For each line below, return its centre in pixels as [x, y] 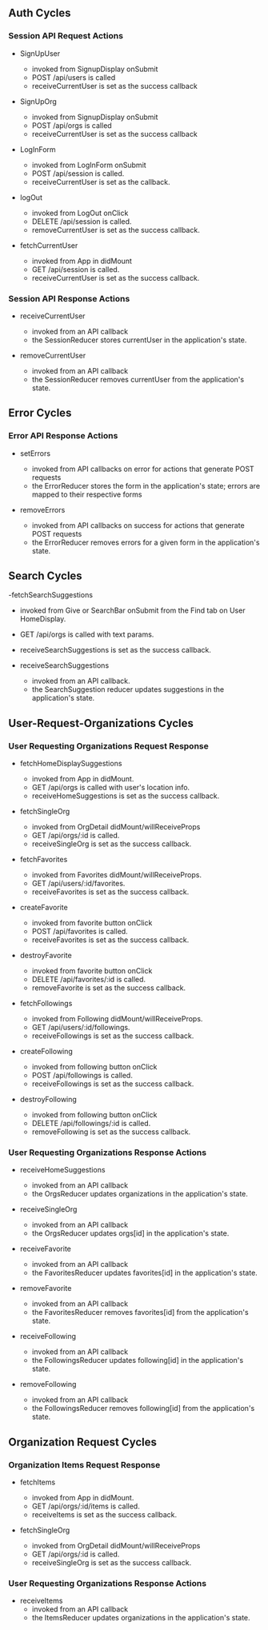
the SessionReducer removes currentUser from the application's [138, 379]
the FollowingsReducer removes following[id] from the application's [143, 1408]
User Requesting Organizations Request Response [109, 745]
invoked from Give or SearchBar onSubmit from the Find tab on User [132, 610]
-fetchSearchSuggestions [51, 595]
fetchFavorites [44, 860]
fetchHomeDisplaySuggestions [71, 764]
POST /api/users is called [74, 77]
